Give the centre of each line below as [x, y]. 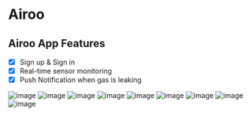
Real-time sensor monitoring [66, 71]
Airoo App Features [57, 43]
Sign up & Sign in [47, 62]
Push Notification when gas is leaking [80, 80]
